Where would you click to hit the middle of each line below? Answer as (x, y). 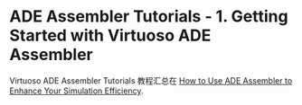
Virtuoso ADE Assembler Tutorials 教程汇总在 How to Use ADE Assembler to (151, 80)
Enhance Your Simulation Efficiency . (76, 91)
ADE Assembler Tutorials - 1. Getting (149, 17)
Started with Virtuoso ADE (110, 35)
